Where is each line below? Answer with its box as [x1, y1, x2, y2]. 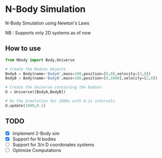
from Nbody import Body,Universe [5, 57, 75, 62]
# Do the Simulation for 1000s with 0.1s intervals [5, 98, 115, 103]
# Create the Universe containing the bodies [5, 85, 101, 90]
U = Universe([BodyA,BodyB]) [5, 89, 66, 94]
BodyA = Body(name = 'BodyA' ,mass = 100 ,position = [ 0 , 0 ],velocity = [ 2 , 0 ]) [5, 71, 151, 76]
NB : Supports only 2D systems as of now [5, 29, 91, 35]
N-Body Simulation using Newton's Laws [5, 20, 89, 26]
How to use [5, 44, 41, 53]
